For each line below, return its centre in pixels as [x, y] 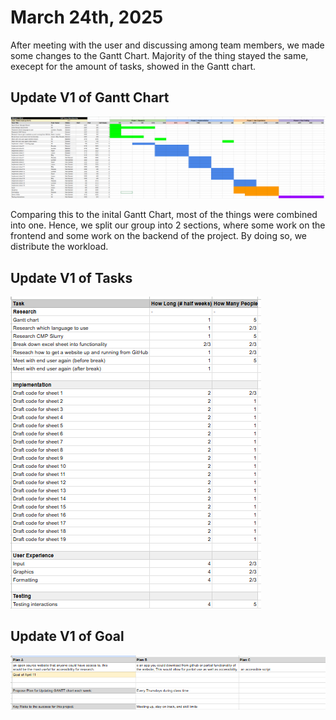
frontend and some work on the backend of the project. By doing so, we [159, 236]
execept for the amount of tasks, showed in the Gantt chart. [133, 66]
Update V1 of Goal [67, 636]
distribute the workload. [59, 247]
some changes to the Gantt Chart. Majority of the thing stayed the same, [159, 55]
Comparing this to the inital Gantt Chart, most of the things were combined [164, 215]
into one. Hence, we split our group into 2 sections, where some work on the [168, 225]
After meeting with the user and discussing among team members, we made [167, 45]
